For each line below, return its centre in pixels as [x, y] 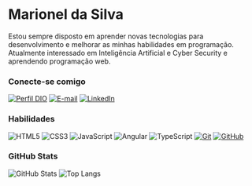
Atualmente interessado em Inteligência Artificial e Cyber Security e [118, 53]
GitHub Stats [33, 156]
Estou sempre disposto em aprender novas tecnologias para [106, 36]
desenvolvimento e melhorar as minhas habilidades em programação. [121, 44]
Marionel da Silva [66, 15]
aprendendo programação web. [59, 61]
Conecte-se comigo [47, 82]
